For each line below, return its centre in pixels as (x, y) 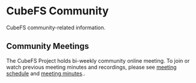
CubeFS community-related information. (56, 27)
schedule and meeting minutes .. (46, 73)
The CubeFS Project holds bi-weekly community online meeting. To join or (98, 60)
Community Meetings (48, 46)
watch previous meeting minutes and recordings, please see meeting (91, 67)
